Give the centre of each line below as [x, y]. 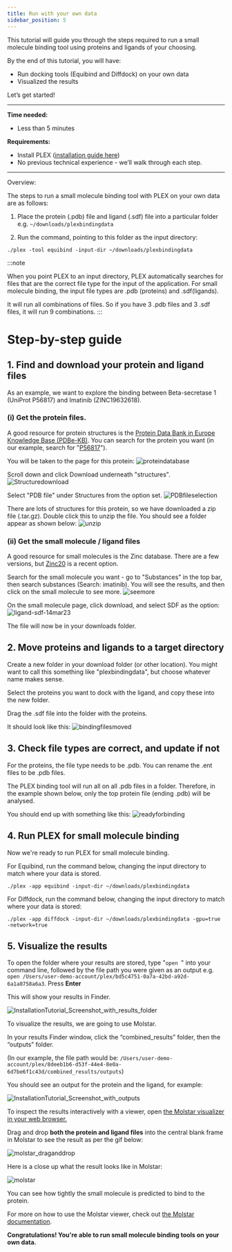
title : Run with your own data [52, 14]
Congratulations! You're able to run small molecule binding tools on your [113, 1235]
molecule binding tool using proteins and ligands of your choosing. [102, 47]
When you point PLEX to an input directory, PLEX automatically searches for [115, 276]
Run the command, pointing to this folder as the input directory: [107, 237]
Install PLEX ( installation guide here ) [68, 155]
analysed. [21, 801]
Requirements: [29, 141]
